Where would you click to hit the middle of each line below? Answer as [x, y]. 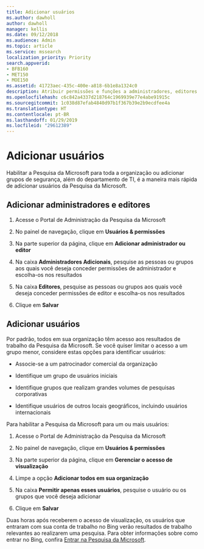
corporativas [31, 394]
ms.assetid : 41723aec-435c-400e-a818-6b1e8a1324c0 [72, 86]
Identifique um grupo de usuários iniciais [66, 375]
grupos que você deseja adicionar [58, 496]
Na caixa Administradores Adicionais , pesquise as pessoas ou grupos [104, 262]
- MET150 [17, 75]
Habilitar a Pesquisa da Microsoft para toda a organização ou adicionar [95, 173]
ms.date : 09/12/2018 [33, 35]
